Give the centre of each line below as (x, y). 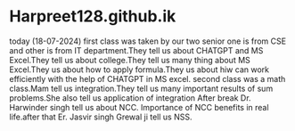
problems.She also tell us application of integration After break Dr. (130, 98)
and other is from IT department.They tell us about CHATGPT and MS (136, 50)
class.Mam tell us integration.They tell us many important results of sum (141, 88)
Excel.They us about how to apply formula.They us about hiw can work (139, 70)
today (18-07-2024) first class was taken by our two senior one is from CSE (148, 41)
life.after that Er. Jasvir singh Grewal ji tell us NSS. (101, 117)
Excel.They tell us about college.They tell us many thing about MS (130, 60)
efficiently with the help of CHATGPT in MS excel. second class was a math (147, 78)
